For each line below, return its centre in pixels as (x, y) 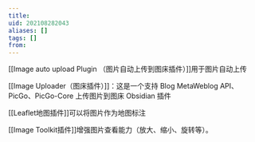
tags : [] (23, 38)
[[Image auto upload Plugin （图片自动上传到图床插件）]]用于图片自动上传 (127, 69)
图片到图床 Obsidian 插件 (130, 96)
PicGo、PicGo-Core (41, 96)
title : (19, 16)
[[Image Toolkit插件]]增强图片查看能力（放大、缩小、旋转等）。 (110, 130)
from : (17, 45)
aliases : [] (28, 30)
